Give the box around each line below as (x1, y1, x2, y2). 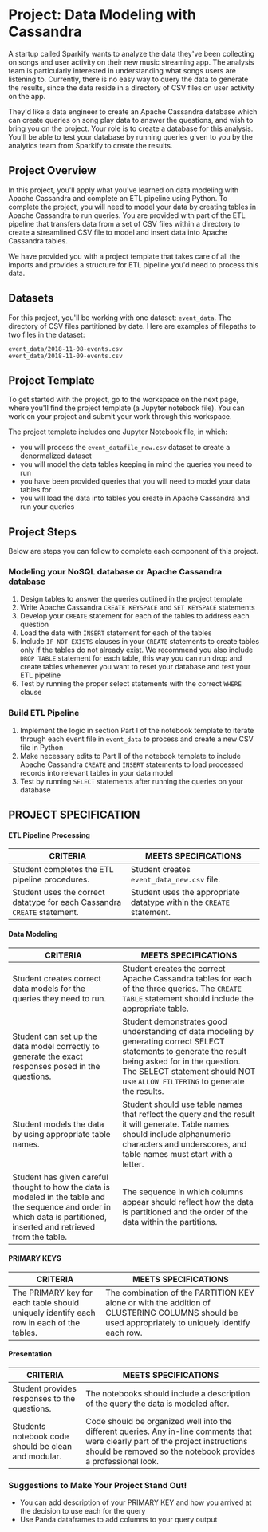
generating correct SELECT (122, 1036, 225, 1047)
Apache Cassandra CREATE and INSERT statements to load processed (19, 760, 244, 769)
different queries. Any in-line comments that (85, 1426, 253, 1437)
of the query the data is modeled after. (85, 1398, 230, 1409)
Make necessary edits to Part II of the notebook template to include (19, 751, 242, 760)
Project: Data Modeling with (8, 6, 197, 24)
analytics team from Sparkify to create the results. (8, 140, 173, 150)
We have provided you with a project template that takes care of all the (8, 251, 241, 261)
